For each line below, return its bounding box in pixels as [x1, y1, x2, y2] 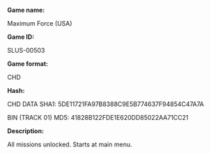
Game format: [7, 60, 49, 68]
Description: [7, 127, 44, 135]
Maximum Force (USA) [7, 19, 72, 27]
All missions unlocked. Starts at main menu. [7, 140, 132, 148]
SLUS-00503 [7, 46, 45, 54]
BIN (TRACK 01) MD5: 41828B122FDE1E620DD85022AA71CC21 [7, 114, 189, 121]
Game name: [7, 6, 45, 14]
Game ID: [7, 33, 35, 41]
